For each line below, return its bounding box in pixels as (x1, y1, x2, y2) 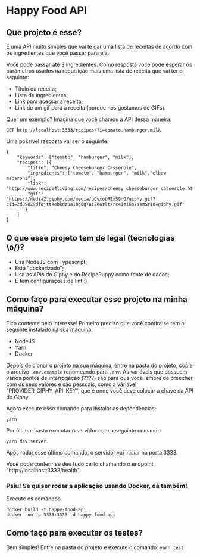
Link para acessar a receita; (14, 98, 83, 105)
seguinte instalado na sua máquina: (6, 326, 93, 333)
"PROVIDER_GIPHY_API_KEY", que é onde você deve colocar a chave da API (6, 387, 193, 394)
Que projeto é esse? (6, 27, 82, 38)
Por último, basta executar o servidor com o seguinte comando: (6, 427, 162, 434)
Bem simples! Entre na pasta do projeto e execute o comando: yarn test (6, 543, 184, 551)
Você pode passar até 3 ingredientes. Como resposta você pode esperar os (6, 61, 192, 68)
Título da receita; (14, 85, 57, 92)
